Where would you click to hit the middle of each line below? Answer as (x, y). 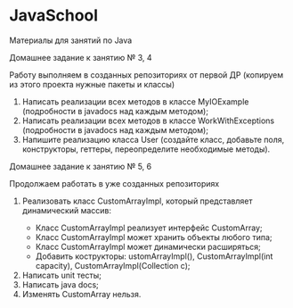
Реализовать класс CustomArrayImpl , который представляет (137, 201)
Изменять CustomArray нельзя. (81, 294)
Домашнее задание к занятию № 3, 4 (81, 57)
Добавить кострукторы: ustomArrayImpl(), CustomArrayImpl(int (154, 256)
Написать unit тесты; (62, 275)
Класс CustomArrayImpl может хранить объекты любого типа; (154, 237)
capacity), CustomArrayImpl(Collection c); (113, 265)
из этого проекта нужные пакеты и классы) (92, 84)
